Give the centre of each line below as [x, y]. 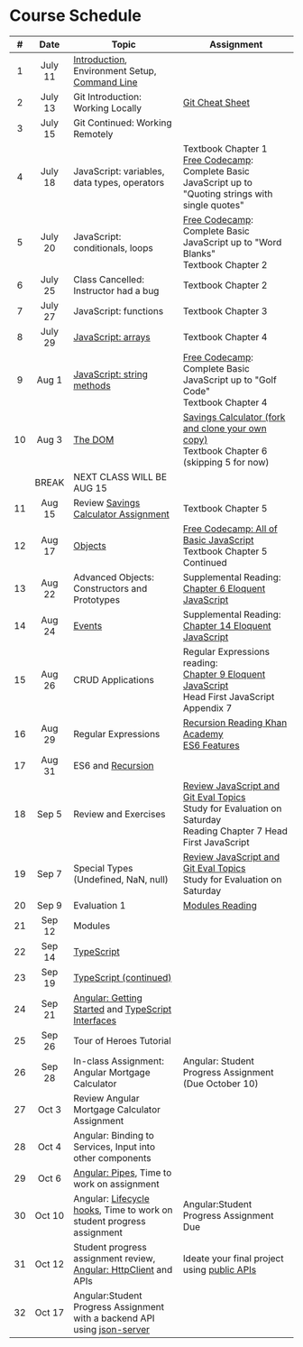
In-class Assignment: [119, 1061]
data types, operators [119, 182]
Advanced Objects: [114, 577]
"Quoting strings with [228, 193]
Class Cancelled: [109, 279]
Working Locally [108, 107]
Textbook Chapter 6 [225, 450]
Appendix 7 [208, 707]
